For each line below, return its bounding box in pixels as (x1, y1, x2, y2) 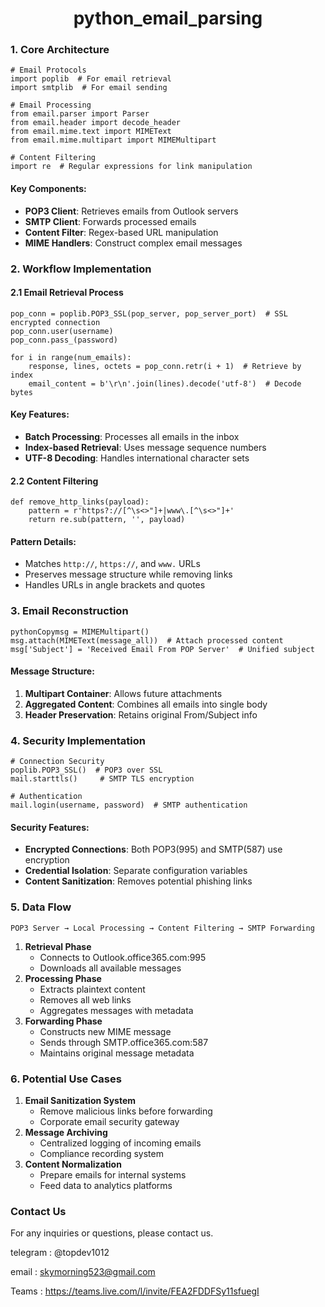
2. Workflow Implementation (10, 262, 152, 276)
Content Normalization (24, 1158, 122, 1171)
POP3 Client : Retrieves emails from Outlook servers (24, 205, 239, 217)
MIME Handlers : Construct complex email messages (24, 237, 243, 249)
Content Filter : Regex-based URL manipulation (24, 226, 219, 238)
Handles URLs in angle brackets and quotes (24, 579, 206, 591)
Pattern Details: (10, 535, 77, 547)
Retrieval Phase (24, 940, 92, 952)
